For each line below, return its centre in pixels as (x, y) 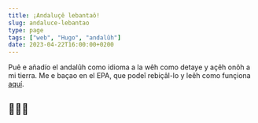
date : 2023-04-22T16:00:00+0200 (61, 45)
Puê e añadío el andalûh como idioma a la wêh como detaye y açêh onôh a (129, 67)
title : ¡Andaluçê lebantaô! (54, 15)
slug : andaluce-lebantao (49, 23)
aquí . (17, 84)
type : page (26, 30)
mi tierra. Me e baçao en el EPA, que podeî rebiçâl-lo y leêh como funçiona (129, 76)
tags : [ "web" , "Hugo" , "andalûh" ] (65, 37)
